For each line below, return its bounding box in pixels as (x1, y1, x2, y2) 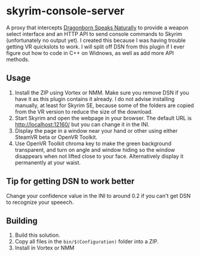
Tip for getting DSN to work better (6, 176, 135, 187)
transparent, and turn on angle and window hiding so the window (14, 146, 176, 153)
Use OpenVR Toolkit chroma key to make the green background (14, 139, 172, 147)
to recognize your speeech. (6, 199, 74, 206)
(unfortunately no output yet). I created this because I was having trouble (6, 36, 186, 44)
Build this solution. (14, 231, 61, 239)
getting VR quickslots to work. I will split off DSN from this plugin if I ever (6, 43, 185, 50)
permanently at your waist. (14, 159, 81, 166)
